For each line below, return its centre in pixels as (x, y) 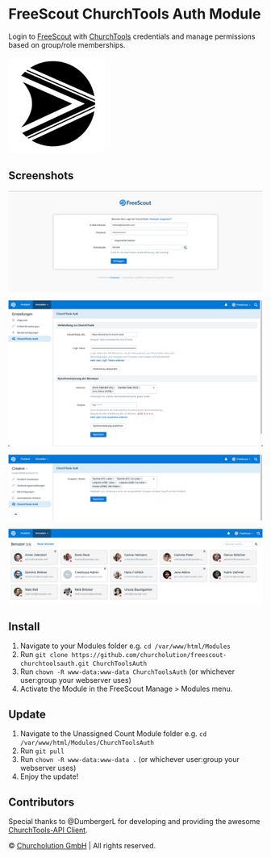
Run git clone (44, 655)
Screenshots (41, 176)
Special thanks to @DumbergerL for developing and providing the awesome (134, 821)
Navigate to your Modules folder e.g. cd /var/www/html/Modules (125, 646)
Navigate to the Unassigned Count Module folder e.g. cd (113, 734)
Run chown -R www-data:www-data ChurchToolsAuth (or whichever (127, 672)
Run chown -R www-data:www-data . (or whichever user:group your (129, 760)
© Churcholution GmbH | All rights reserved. (82, 845)
